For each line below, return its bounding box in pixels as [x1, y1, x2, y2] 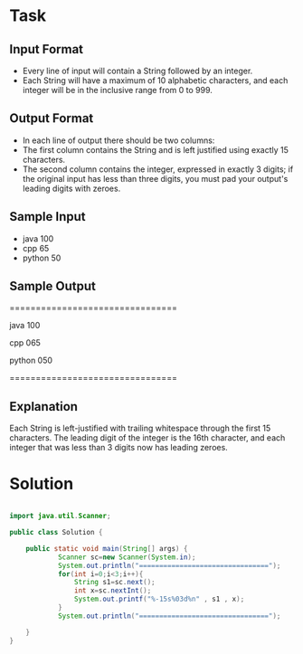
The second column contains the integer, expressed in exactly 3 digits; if [22, 164, 294, 175]
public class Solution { [9, 528, 103, 537]
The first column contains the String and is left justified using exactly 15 [22, 144, 289, 155]
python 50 [22, 252, 62, 263]
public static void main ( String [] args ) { [25, 544, 188, 553]
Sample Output [9, 279, 97, 294]
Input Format [9, 42, 84, 57]
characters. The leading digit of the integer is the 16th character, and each [9, 432, 286, 443]
